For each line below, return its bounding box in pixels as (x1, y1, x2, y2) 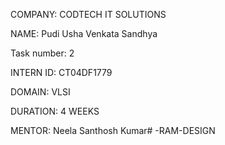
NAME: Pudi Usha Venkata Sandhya (10, 28, 158, 39)
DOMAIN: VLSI (10, 86, 71, 98)
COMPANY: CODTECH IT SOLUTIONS (10, 9, 167, 20)
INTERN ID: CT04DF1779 (10, 67, 113, 78)
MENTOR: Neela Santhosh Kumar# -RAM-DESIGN (10, 125, 216, 136)
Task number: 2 (10, 47, 75, 59)
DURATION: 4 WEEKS (10, 105, 100, 117)
